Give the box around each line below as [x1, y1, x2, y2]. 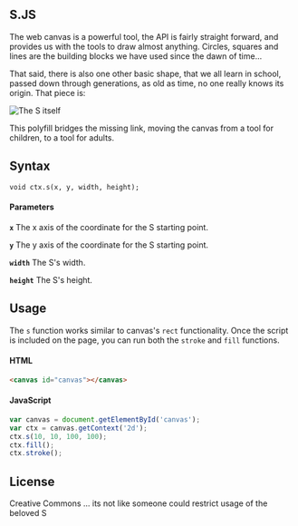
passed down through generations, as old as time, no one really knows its [9, 77, 284, 89]
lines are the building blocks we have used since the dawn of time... [9, 50, 263, 62]
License [9, 473, 55, 489]
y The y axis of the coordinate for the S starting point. [9, 239, 209, 250]
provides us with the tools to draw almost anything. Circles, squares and [9, 41, 279, 52]
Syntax [9, 159, 51, 174]
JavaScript [9, 394, 52, 406]
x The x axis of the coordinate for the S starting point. [9, 221, 208, 232]
